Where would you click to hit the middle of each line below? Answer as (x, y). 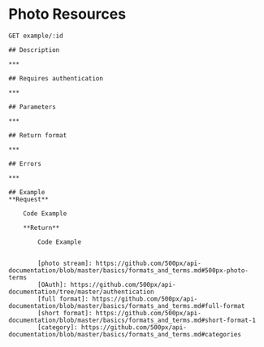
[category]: (58, 327)
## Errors (25, 163)
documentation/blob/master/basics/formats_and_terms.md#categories (125, 334)
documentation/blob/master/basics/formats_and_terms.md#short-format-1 (132, 320)
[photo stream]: (65, 263)
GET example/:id (36, 36)
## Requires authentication (56, 78)
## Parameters (32, 106)
